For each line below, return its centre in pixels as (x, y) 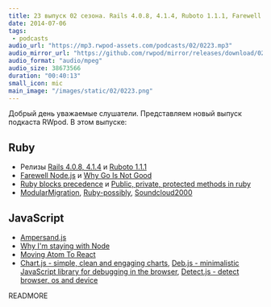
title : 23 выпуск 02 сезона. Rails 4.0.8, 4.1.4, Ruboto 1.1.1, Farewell (135, 16)
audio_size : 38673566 (45, 68)
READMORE (28, 296)
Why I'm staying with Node (65, 246)
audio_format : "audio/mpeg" (56, 61)
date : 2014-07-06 (38, 23)
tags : (17, 31)
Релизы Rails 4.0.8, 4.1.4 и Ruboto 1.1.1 (83, 167)
